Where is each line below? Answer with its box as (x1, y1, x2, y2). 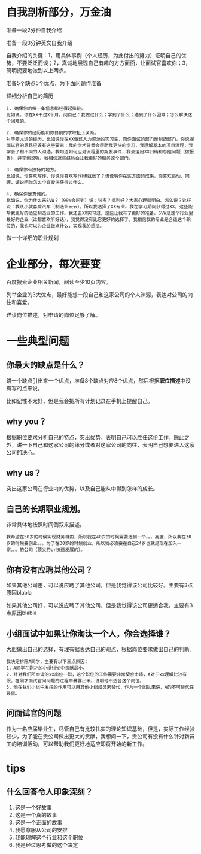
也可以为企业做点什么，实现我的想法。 (23, 223, 105, 229)
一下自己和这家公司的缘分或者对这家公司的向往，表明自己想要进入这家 (22, 441, 195, 448)
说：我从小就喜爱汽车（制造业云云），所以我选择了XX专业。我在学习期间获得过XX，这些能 (6, 204, 193, 210)
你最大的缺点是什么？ (6, 360, 85, 370)
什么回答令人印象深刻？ (6, 787, 93, 797)
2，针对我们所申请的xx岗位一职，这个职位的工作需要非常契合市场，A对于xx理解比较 (6, 671, 183, 677)
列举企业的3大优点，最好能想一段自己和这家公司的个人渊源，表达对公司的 (6, 291, 188, 298)
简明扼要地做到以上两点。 (6, 66, 69, 74)
